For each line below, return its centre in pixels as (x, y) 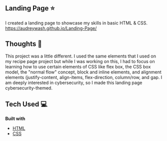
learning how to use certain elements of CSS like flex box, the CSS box (78, 66)
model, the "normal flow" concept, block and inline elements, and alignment (83, 72)
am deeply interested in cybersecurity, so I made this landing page (74, 82)
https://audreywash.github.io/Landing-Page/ (51, 28)
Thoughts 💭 (24, 44)
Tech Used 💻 (26, 104)
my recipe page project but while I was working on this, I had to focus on (80, 61)
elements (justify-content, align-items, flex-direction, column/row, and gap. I (84, 77)
